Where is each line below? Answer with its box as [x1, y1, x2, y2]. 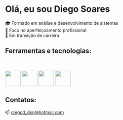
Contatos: [5, 96, 37, 104]
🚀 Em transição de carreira [5, 32, 59, 38]
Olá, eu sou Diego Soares [5, 3, 110, 15]
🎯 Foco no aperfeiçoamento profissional [5, 27, 87, 33]
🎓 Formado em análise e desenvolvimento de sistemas [5, 20, 119, 26]
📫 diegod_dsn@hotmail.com [5, 109, 64, 115]
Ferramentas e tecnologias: [5, 47, 92, 55]
